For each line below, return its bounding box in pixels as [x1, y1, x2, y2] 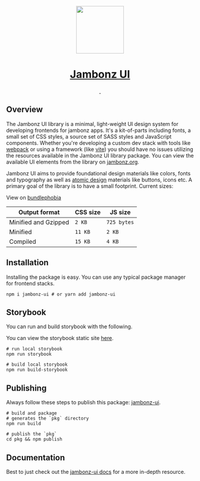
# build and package [6, 410, 58, 416]
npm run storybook [6, 351, 52, 357]
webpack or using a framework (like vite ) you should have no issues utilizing [6, 146, 193, 153]
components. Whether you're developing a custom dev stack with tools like [6, 139, 191, 146]
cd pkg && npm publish [6, 436, 62, 442]
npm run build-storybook [6, 367, 68, 373]
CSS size [74, 208, 101, 216]
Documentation [6, 452, 65, 463]
